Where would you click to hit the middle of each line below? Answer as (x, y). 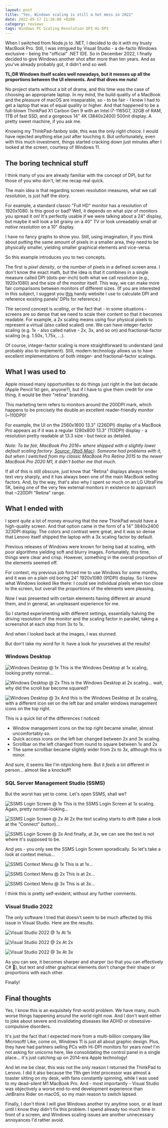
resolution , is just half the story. (38, 196)
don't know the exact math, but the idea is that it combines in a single (77, 272)
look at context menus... (30, 854)
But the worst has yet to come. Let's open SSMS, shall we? (66, 794)
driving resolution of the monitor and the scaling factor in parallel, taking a (81, 618)
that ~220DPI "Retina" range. (35, 492)
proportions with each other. (35, 973)
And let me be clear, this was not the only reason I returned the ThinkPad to (83, 1068)
